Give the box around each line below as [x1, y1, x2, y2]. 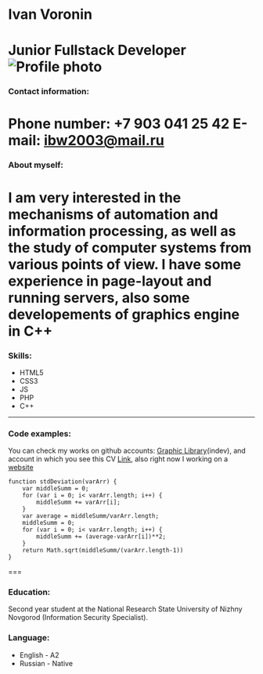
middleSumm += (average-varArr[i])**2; [36, 533, 167, 541]
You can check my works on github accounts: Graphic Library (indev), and [8, 446, 247, 456]
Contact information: [8, 86, 90, 97]
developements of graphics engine [8, 305, 240, 323]
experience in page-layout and [8, 272, 212, 290]
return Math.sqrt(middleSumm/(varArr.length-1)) [22, 547, 184, 555]
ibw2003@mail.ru [43, 132, 164, 150]
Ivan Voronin [8, 5, 92, 24]
